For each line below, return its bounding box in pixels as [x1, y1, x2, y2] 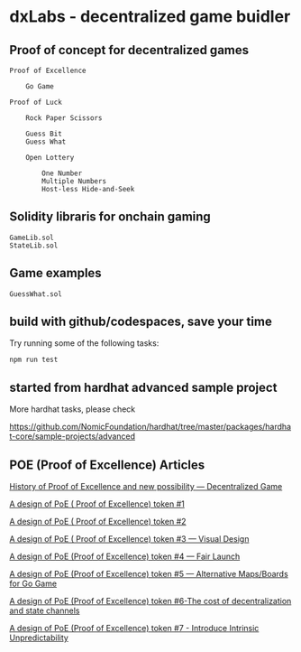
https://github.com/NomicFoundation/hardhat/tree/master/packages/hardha [9, 422, 291, 433]
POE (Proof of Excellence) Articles [9, 457, 205, 472]
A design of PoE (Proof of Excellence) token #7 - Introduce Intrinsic [9, 623, 260, 634]
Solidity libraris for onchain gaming [9, 210, 212, 225]
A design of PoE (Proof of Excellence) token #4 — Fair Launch [9, 551, 241, 562]
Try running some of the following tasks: [9, 338, 160, 349]
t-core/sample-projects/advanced [9, 431, 136, 442]
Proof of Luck [9, 98, 63, 107]
